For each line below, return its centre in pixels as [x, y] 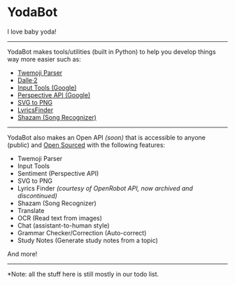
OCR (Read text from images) [60, 218]
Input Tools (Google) [47, 88]
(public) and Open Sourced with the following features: [86, 145]
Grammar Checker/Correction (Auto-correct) [82, 232]
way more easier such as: [44, 59]
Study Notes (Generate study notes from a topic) [88, 240]
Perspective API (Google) [54, 95]
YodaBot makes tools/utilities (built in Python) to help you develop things [112, 51]
